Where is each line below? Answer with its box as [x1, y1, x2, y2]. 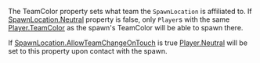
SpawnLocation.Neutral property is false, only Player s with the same [8, 15, 230, 24]
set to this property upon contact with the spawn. [8, 47, 168, 55]
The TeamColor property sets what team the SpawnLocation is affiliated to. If [8, 7, 252, 16]
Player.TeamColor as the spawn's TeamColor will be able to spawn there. [8, 23, 244, 32]
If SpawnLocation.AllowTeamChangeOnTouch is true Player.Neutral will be [8, 38, 248, 47]
